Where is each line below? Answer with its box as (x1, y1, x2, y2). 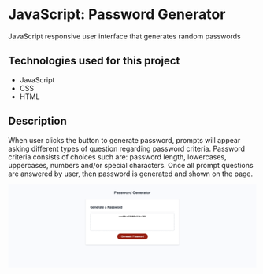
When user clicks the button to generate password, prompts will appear (8, 135, 241, 144)
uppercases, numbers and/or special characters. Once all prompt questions (8, 160, 254, 170)
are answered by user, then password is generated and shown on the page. (8, 169, 254, 178)
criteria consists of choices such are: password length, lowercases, (8, 152, 227, 162)
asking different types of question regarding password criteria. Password (8, 144, 246, 153)
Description (8, 115, 67, 128)
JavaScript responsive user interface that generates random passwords (8, 31, 242, 41)
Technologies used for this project (8, 54, 180, 68)
